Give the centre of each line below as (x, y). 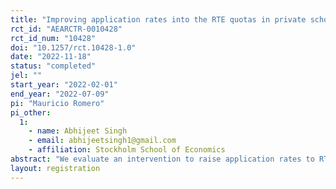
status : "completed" (53, 66)
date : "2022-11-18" (51, 57)
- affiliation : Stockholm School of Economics (127, 150)
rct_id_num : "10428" (53, 38)
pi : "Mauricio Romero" (57, 103)
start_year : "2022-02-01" (64, 85)
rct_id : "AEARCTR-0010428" (66, 29)
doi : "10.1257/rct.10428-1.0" (73, 47)
